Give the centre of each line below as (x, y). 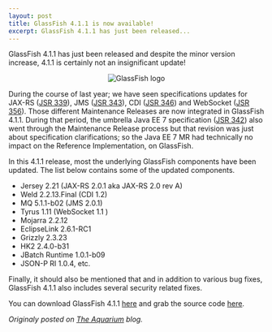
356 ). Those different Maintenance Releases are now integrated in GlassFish (136, 111)
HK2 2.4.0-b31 (45, 246)
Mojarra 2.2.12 (44, 221)
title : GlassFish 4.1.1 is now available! (81, 24)
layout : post (30, 16)
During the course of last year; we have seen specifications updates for (128, 94)
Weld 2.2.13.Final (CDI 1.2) (64, 195)
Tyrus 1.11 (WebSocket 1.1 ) (64, 212)
